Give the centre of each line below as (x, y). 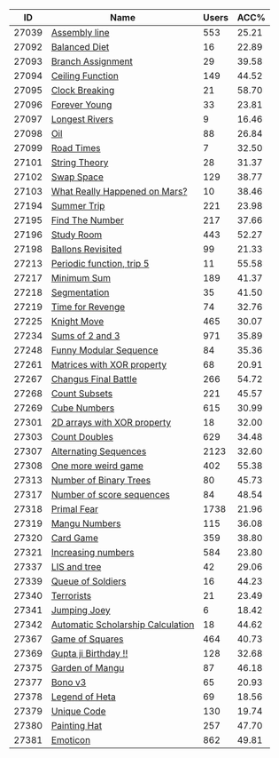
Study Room (77, 235)
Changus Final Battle (94, 379)
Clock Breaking (83, 90)
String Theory (80, 162)
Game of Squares (87, 639)
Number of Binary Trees (101, 480)
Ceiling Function (85, 76)
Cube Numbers (83, 408)
